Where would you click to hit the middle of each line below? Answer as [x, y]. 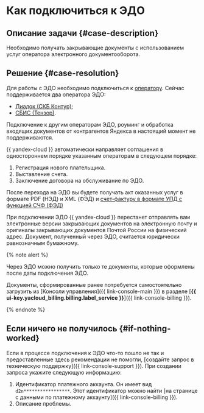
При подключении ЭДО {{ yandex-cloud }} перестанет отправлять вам [98, 217]
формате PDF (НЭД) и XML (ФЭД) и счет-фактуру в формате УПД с [94, 199]
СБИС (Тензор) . [36, 113]
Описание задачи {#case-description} [83, 33]
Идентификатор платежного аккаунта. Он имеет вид [83, 384]
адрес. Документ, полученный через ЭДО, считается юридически [93, 236]
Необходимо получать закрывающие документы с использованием [95, 48]
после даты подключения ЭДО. [47, 273]
